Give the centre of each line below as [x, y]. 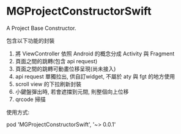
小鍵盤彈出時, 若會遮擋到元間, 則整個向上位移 [72, 91]
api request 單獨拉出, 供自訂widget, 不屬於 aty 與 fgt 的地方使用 [95, 76]
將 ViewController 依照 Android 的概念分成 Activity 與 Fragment [95, 54]
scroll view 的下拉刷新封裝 [48, 84]
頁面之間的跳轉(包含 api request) [56, 61]
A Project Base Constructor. [41, 28]
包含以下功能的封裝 [31, 40]
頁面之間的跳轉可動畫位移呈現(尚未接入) [65, 69]
